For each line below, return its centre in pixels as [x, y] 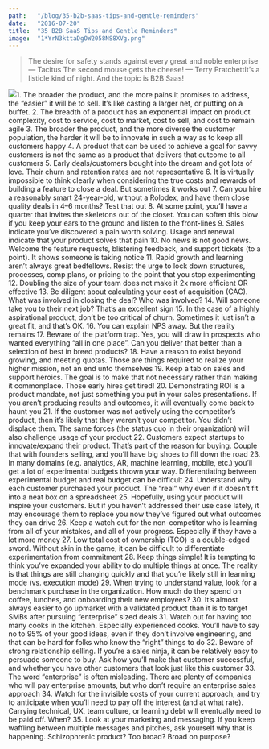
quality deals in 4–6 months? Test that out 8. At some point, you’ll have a [128, 206]
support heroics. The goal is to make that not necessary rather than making [133, 377]
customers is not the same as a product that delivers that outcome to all [127, 155]
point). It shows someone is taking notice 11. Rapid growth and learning [126, 258]
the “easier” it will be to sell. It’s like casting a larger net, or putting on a [126, 103]
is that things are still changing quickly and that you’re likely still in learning [132, 574]
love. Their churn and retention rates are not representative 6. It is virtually [131, 172]
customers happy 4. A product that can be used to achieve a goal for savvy [133, 147]
